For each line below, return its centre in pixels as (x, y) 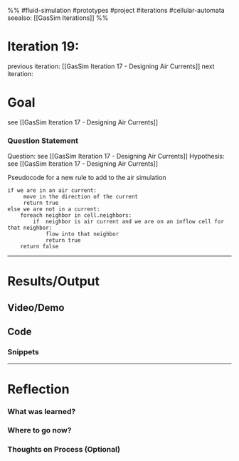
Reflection (38, 389)
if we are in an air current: (52, 191)
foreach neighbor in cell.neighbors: (76, 216)
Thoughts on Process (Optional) (64, 450)
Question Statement (43, 140)
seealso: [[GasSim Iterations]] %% (58, 18)
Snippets (23, 352)
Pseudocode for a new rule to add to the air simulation (87, 178)
